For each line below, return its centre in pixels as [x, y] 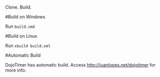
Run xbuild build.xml [28, 46]
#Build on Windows [25, 17]
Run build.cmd [20, 26]
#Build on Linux [21, 36]
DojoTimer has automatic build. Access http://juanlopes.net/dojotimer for [81, 65]
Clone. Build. [18, 7]
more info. [16, 70]
